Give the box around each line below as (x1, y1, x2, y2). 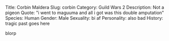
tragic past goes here (5, 20, 50, 26)
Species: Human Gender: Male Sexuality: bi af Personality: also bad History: (5, 15, 163, 21)
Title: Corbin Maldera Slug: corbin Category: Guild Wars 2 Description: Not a (5, 5, 164, 10)
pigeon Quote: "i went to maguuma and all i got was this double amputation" (5, 10, 164, 16)
